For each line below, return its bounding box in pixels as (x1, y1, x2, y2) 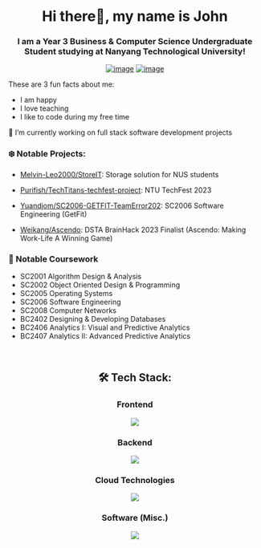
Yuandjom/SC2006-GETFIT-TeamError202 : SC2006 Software (19, 201, 224, 210)
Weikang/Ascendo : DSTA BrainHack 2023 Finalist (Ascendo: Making (19, 225, 247, 234)
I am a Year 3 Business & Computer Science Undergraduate (17, 36, 253, 47)
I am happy (19, 95, 58, 105)
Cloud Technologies (95, 474, 175, 485)
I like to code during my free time (19, 112, 130, 122)
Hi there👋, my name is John (42, 7, 228, 26)
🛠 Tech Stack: (97, 371, 173, 384)
